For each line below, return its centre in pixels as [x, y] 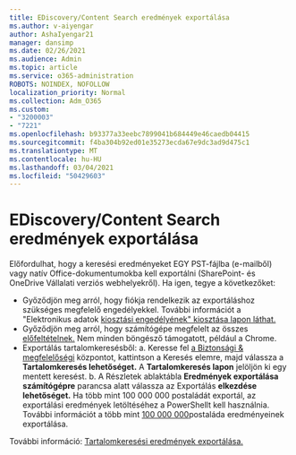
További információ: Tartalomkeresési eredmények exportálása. [127, 442]
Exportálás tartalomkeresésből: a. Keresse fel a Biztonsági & [133, 348]
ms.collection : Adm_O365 [55, 101]
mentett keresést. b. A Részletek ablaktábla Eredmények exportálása [150, 376]
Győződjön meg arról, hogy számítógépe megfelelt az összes [135, 329]
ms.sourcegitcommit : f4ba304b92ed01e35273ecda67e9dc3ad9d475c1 [130, 142]
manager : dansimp [42, 43]
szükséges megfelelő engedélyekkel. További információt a [131, 310]
